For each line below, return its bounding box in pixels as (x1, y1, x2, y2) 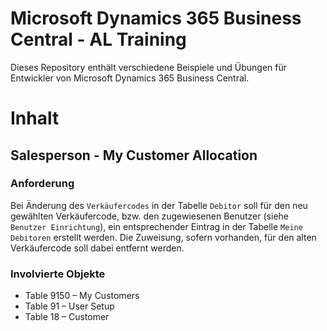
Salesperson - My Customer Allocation (10, 147, 258, 164)
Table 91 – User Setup (24, 300, 115, 312)
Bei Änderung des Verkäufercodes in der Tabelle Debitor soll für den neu (10, 199, 308, 211)
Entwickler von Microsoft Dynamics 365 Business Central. (10, 72, 250, 84)
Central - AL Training (10, 28, 187, 51)
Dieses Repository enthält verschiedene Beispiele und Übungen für (10, 61, 288, 73)
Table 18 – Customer (24, 311, 110, 323)
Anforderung (10, 177, 75, 191)
